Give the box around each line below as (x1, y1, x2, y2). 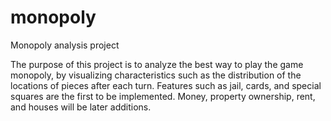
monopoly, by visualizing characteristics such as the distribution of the (10, 69, 302, 81)
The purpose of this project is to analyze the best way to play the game (10, 58, 304, 70)
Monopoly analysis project (10, 39, 120, 51)
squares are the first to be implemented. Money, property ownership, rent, (10, 90, 316, 102)
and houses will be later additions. (10, 101, 152, 113)
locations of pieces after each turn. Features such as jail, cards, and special (10, 79, 322, 91)
